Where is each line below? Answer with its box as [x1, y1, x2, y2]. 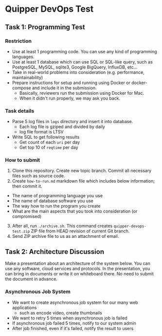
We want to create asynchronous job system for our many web [12, 299, 138, 305]
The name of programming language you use [12, 193, 103, 199]
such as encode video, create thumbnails [19, 310, 102, 315]
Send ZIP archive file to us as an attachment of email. [12, 233, 119, 239]
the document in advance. [5, 276, 57, 282]
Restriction [5, 38, 32, 44]
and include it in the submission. [32, 84, 97, 91]
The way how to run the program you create [12, 203, 101, 209]
